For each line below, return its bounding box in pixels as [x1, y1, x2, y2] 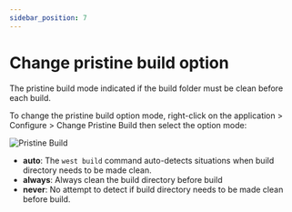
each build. [9, 92, 52, 103]
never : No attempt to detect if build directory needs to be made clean [22, 184, 284, 195]
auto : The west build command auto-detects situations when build [22, 155, 275, 166]
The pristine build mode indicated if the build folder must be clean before [9, 83, 284, 94]
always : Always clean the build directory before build [22, 174, 223, 185]
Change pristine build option [9, 52, 229, 73]
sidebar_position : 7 [9, 13, 88, 23]
